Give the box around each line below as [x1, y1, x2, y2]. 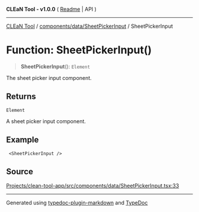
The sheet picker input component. [6, 74, 92, 81]
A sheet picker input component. [6, 117, 86, 124]
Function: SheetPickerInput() [6, 43, 152, 57]
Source [6, 166, 34, 176]
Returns [6, 92, 37, 102]
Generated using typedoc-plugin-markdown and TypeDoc [6, 199, 148, 207]
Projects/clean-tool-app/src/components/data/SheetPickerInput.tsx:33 [6, 182, 179, 189]
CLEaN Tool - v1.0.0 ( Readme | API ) [6, 6, 97, 12]
